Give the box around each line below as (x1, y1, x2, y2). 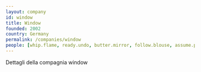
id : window (5, 14, 33, 20)
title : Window (5, 20, 41, 26)
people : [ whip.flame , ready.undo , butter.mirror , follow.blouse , (5, 43, 172, 49)
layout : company (5, 8, 46, 15)
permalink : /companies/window (5, 37, 82, 43)
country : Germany (5, 31, 49, 37)
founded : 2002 (5, 25, 41, 32)
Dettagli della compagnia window (5, 58, 88, 66)
